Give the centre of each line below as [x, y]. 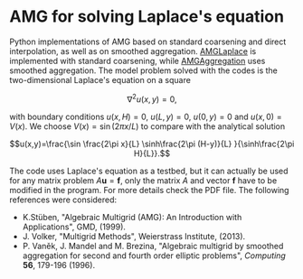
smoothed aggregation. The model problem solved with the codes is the [144, 70]
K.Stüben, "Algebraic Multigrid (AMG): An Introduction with [132, 217]
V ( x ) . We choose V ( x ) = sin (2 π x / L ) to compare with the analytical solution [147, 126]
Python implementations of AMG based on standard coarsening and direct [148, 42]
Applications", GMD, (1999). [74, 227]
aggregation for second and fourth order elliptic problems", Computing [154, 256]
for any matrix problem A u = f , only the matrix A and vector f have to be [143, 180]
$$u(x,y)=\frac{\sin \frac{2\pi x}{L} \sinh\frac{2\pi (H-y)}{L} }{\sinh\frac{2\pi [152, 144]
